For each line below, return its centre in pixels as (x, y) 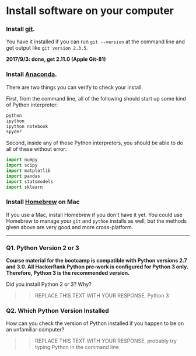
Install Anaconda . (32, 74)
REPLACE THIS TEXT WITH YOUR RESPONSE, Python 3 (102, 296)
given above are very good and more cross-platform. (70, 227)
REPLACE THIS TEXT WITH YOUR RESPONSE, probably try (106, 341)
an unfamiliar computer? (35, 330)
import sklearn (24, 187)
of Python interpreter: (32, 105)
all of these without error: (36, 149)
